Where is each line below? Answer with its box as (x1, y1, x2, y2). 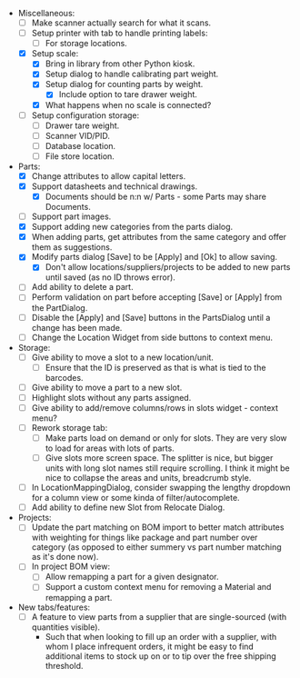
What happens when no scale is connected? (45, 99, 212, 110)
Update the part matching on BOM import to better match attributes (31, 522, 285, 533)
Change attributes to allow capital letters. (31, 170, 186, 181)
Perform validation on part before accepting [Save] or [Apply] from (31, 292, 283, 303)
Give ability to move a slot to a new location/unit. (31, 352, 214, 363)
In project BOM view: (31, 561, 111, 572)
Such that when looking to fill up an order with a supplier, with (45, 631, 277, 642)
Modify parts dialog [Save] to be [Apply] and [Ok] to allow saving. (31, 252, 278, 263)
